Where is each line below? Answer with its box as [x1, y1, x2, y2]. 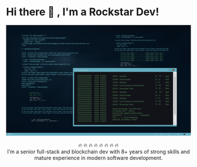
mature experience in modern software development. [34, 155, 163, 162]
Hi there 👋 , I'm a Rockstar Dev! [6, 5, 159, 19]
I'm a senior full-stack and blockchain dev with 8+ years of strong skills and [6, 148, 191, 155]
